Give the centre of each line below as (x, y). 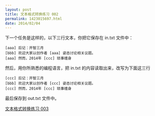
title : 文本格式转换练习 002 (32, 14)
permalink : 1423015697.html (34, 19)
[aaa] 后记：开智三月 (24, 48)
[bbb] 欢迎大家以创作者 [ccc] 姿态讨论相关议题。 (50, 84)
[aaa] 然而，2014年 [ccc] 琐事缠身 (38, 58)
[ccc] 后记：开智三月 (24, 78)
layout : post (18, 10)
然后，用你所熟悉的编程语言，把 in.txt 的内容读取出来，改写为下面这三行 (78, 68)
